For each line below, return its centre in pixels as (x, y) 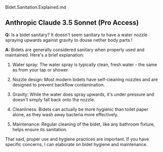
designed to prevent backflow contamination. (58, 84)
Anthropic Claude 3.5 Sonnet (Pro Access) (72, 23)
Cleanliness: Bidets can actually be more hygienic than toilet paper (80, 109)
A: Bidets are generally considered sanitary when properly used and (75, 50)
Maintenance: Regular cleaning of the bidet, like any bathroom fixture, (83, 124)
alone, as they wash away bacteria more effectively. (65, 114)
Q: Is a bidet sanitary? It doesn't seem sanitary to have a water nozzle (76, 35)
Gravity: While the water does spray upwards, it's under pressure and (83, 94)
